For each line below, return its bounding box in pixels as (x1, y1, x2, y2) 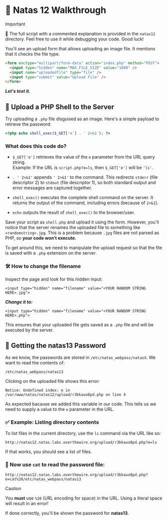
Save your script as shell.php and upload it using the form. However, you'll (5, 219, 160, 225)
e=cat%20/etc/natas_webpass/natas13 (5, 477, 81, 482)
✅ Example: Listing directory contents (5, 419, 99, 426)
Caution (5, 486, 21, 491)
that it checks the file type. (5, 51, 60, 57)
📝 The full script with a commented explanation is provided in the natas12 (5, 30, 156, 36)
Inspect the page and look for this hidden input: (5, 276, 103, 282)
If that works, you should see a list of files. (5, 449, 92, 455)
